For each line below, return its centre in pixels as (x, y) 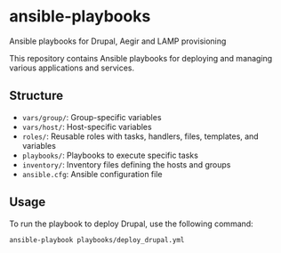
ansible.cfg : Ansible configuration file (92, 174)
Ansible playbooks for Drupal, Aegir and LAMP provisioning (118, 41)
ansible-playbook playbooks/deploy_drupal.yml (97, 240)
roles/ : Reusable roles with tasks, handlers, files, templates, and (140, 136)
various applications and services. (72, 68)
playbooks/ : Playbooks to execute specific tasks (110, 155)
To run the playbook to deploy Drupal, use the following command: (131, 224)
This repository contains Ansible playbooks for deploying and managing (141, 58)
